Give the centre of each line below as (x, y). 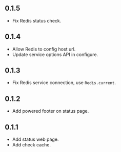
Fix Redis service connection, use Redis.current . (64, 83)
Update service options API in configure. (55, 54)
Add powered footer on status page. (51, 111)
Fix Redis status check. (37, 20)
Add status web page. (35, 139)
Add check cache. (32, 145)
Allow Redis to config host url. (44, 49)
